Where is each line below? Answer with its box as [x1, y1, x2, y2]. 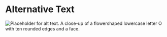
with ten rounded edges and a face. [5, 25, 80, 31]
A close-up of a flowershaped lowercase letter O [60, 20, 162, 26]
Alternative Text [5, 4, 75, 15]
